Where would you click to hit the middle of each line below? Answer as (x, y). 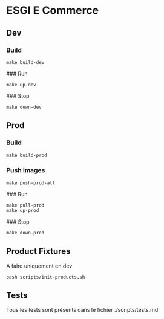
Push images (26, 170)
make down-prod (25, 233)
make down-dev (24, 107)
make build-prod (27, 155)
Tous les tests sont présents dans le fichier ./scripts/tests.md (82, 310)
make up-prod (23, 210)
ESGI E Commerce (53, 11)
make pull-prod (25, 205)
